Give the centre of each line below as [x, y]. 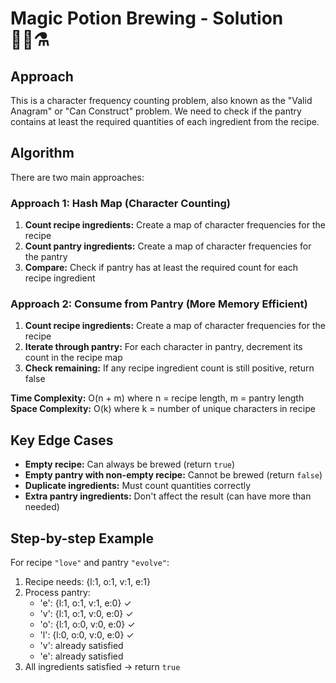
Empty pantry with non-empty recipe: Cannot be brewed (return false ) [173, 475]
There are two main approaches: [77, 177]
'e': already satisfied [81, 656]
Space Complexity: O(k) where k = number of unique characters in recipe [163, 409]
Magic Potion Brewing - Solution [147, 18]
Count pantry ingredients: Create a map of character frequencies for [168, 246]
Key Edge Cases [62, 440]
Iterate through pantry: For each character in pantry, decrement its [163, 347]
